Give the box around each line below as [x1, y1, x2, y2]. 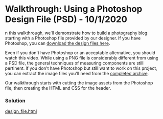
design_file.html [5, 108, 37, 114]
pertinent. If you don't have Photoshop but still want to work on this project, [5, 65, 158, 71]
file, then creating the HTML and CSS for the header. [5, 85, 111, 91]
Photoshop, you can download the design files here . [5, 40, 110, 46]
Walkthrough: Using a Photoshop [5, 3, 142, 15]
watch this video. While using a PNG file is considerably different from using [5, 55, 159, 60]
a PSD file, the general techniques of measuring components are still [5, 60, 143, 66]
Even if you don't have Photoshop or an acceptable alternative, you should [5, 50, 156, 56]
